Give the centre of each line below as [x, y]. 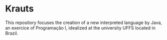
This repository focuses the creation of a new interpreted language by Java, [84, 22]
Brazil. [12, 33]
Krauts [20, 9]
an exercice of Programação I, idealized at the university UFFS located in [80, 27]
